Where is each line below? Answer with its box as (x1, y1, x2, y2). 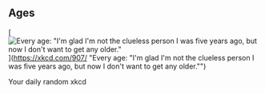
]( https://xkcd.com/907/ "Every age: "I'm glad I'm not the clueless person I (8, 53, 255, 62)
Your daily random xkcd (8, 76, 86, 86)
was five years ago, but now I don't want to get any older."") (8, 61, 207, 71)
